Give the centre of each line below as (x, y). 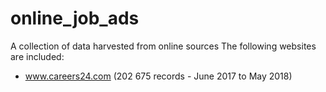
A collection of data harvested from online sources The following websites (163, 46)
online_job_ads (75, 18)
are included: (37, 56)
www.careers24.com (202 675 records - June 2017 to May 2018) (158, 76)
